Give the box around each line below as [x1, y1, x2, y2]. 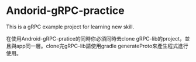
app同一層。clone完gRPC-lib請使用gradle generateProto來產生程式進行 [16, 42, 188, 49]
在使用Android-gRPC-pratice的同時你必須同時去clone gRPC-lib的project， [6, 35, 185, 42]
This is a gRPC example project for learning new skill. [6, 23, 135, 30]
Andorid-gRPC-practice [6, 4, 125, 17]
